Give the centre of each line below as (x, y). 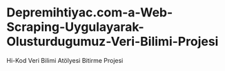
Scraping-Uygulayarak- (75, 27)
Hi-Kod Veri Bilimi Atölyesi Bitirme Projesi (65, 60)
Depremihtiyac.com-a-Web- (90, 13)
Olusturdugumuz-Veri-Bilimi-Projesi (112, 42)
